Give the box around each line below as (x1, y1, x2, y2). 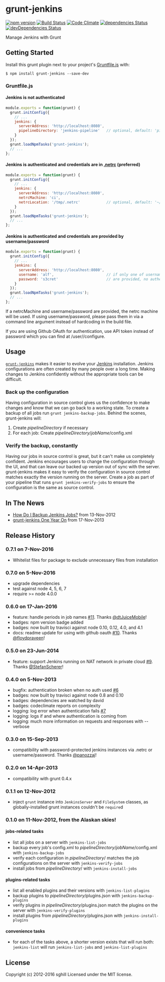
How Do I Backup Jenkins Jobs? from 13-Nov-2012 (12, 512, 116, 518)
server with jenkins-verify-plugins (12, 907, 85, 913)
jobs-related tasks (5, 829, 44, 834)
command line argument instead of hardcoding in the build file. (5, 319, 133, 325)
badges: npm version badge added (12, 619, 84, 626)
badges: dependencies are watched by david (12, 698, 104, 703)
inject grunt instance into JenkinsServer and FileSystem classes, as (12, 799, 148, 805)
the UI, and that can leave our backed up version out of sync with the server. (5, 464, 160, 470)
